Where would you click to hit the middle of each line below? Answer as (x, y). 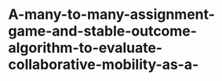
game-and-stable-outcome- (103, 31)
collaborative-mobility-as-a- (104, 65)
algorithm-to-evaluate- (86, 48)
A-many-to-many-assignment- (112, 15)
